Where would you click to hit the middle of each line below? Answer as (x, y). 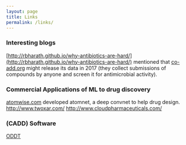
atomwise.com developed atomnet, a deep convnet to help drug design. (93, 102)
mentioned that (151, 61)
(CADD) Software (31, 123)
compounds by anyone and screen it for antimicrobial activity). (82, 74)
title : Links (22, 17)
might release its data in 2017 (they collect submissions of (96, 68)
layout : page (22, 11)
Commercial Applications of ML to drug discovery (78, 89)
